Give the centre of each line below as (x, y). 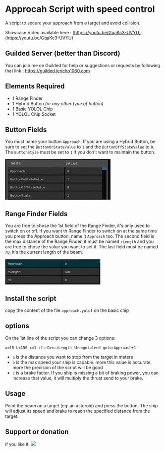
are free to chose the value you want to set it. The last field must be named (82, 247)
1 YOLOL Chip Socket (34, 114)
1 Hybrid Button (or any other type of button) (58, 103)
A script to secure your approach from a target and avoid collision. (73, 23)
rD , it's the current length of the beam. (44, 252)
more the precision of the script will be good (57, 367)
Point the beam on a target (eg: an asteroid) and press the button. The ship (82, 405)
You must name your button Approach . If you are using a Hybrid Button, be (81, 142)
